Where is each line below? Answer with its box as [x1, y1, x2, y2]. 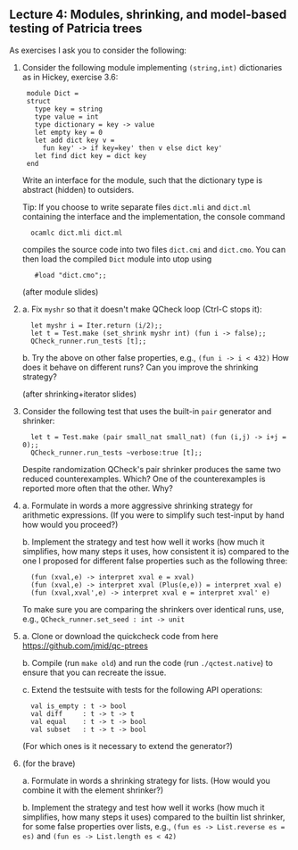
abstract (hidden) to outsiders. [21, 184, 135, 195]
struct [26, 96, 51, 105]
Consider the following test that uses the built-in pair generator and [21, 405, 272, 416]
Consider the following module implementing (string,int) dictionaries [21, 62, 283, 72]
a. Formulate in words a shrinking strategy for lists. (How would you [21, 775, 270, 786]
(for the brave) [21, 758, 76, 769]
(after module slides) [21, 286, 99, 297]
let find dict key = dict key [34, 151, 147, 160]
